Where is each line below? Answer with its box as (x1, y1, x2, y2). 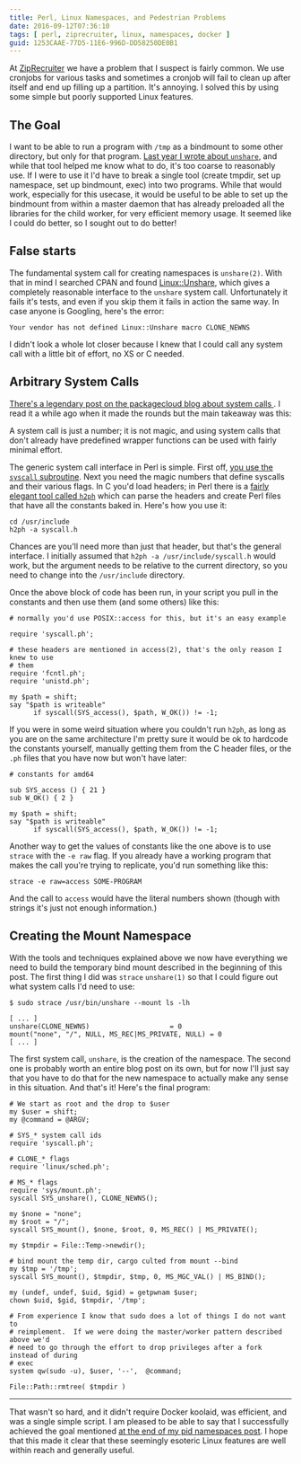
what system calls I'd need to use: (9, 981, 135, 992)
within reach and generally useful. (9, 1444, 135, 1455)
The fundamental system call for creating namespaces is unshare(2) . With (9, 267, 282, 278)
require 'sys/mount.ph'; (9, 1186, 102, 1195)
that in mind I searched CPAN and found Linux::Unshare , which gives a (9, 277, 271, 287)
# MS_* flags (9, 1177, 58, 1186)
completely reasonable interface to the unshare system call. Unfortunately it (9, 287, 288, 297)
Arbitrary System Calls (9, 375, 140, 390)
